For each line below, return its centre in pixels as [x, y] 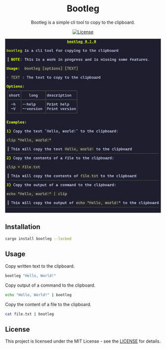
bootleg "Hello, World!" [31, 276]
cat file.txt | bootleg [30, 314]
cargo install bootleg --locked [38, 239]
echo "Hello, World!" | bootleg [38, 295]
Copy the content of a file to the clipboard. [48, 304]
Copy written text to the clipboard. [40, 266]
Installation [23, 227]
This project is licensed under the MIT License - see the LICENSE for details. [83, 341]
